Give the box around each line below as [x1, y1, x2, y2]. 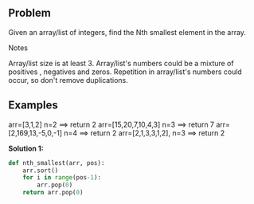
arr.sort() [22, 167, 59, 175]
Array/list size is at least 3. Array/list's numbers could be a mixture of [8, 58, 234, 68]
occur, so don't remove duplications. [8, 75, 129, 84]
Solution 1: [8, 143, 44, 153]
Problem [8, 6, 52, 20]
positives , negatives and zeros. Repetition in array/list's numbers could [8, 67, 243, 76]
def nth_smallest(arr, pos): [8, 159, 105, 167]
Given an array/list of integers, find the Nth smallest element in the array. [8, 27, 247, 37]
